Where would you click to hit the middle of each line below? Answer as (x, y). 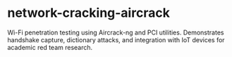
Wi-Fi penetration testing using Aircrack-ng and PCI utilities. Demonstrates (116, 32)
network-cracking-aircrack (89, 13)
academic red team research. (50, 47)
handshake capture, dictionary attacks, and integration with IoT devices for (116, 39)
